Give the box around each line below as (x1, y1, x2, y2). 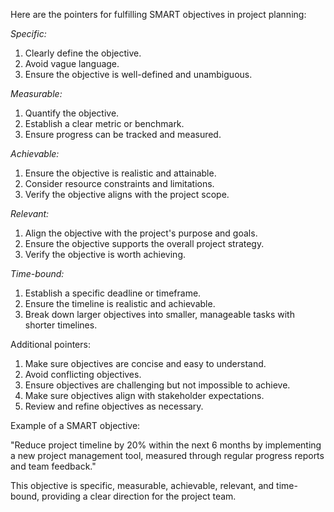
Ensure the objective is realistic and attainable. (24, 167, 217, 179)
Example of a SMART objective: (10, 420, 141, 431)
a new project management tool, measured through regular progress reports (10, 450, 325, 461)
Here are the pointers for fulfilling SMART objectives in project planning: (10, 9, 307, 20)
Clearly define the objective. (24, 47, 142, 59)
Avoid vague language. (24, 58, 120, 69)
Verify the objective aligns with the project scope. (24, 189, 230, 200)
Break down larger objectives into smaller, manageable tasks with (24, 309, 295, 320)
